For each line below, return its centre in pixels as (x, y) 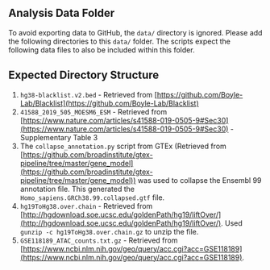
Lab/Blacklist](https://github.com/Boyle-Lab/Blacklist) (109, 103)
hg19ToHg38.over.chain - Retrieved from (86, 206)
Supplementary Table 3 (59, 137)
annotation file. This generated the (77, 189)
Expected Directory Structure (84, 75)
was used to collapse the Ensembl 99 (199, 180)
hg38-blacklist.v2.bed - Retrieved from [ (88, 94)
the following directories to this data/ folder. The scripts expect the (120, 41)
